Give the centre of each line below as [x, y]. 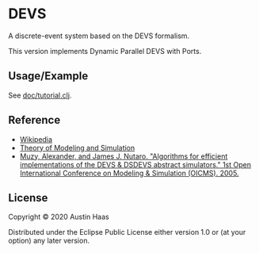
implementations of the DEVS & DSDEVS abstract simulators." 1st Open [135, 164]
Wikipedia [36, 139]
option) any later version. [49, 241]
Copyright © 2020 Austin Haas [59, 217]
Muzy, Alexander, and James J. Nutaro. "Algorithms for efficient [124, 156]
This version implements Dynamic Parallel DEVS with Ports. [105, 51]
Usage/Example [48, 76]
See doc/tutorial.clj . [40, 95]
